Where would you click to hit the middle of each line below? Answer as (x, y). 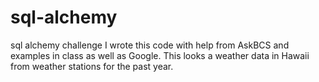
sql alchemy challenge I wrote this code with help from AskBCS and (150, 45)
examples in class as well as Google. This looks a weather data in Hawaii (160, 55)
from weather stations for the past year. (92, 66)
